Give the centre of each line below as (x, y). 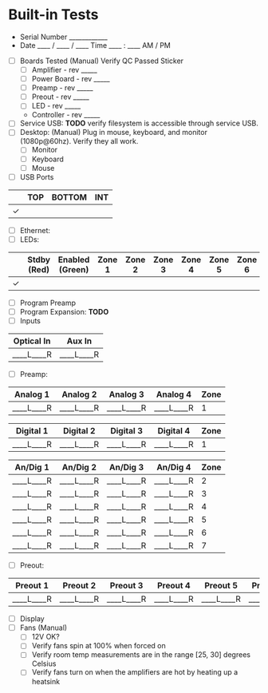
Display (32, 619)
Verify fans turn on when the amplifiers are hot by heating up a (135, 672)
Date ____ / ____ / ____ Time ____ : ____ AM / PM (95, 45)
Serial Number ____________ (63, 37)
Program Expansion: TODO (64, 311)
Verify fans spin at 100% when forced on (99, 646)
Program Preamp (48, 303)
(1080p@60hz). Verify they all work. (79, 141)
